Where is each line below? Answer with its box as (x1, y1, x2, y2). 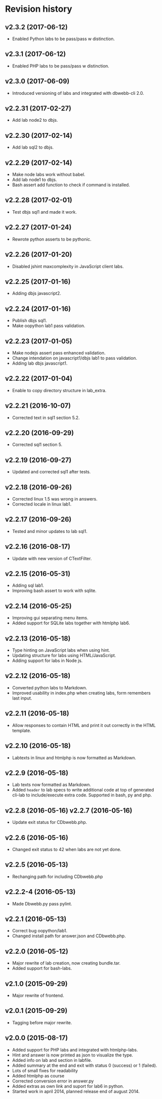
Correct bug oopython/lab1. (12, 928, 67, 934)
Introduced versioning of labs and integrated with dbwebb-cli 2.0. (12, 90, 144, 96)
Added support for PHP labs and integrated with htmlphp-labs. (12, 1047, 138, 1053)
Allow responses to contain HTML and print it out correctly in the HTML (12, 722, 156, 728)
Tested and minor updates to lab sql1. (12, 528, 88, 534)
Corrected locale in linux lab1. (12, 501, 72, 507)
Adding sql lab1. (12, 583, 44, 589)
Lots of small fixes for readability (12, 1067, 78, 1074)
